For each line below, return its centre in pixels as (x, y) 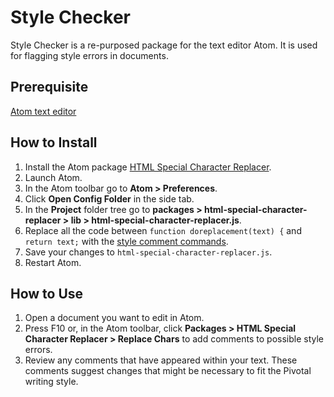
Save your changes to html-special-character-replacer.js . (148, 252)
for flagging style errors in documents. (89, 55)
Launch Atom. (53, 177)
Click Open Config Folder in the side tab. (109, 198)
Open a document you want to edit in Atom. (114, 318)
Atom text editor (43, 111)
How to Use (47, 293)
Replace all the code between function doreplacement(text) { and (163, 230)
